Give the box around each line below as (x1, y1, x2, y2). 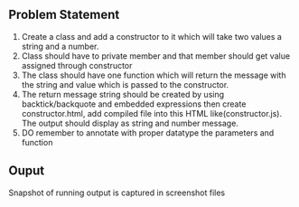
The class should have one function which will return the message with (21, 70, 286, 80)
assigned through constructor (21, 60, 133, 71)
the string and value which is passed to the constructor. (21, 79, 229, 89)
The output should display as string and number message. (21, 118, 238, 128)
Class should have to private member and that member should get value (21, 50, 291, 61)
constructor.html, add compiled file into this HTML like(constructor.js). (21, 108, 282, 118)
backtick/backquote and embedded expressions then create (21, 99, 247, 109)
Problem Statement (8, 7, 120, 23)
